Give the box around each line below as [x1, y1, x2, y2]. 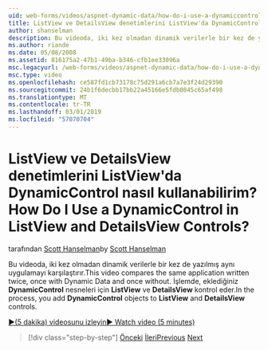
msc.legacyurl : [8, 64, 59, 72]
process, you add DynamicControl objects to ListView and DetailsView [8, 293, 246, 303]
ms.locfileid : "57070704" [8, 116, 94, 124]
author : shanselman [8, 26, 73, 34]
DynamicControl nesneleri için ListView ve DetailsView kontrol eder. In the [8, 285, 255, 294]
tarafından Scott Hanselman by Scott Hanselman [8, 244, 166, 254]
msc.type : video [8, 71, 62, 79]
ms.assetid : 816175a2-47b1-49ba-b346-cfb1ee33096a [8, 57, 180, 65]
